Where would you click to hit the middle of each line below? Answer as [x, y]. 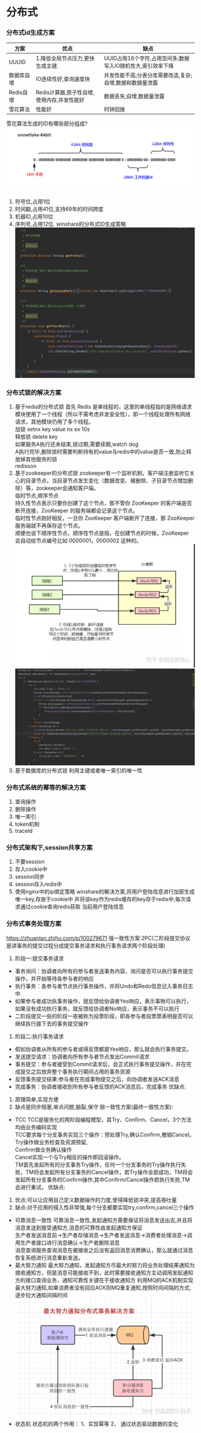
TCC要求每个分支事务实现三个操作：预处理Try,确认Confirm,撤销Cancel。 [105, 1134]
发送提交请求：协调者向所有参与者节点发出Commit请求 [82, 1056]
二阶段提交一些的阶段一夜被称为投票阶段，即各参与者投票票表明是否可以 [104, 1016]
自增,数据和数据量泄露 [131, 83]
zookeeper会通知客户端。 [67, 488]
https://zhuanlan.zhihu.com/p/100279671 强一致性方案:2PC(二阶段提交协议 [98, 938]
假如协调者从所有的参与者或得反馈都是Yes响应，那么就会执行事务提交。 [103, 1049]
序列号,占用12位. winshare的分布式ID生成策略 [70, 224]
